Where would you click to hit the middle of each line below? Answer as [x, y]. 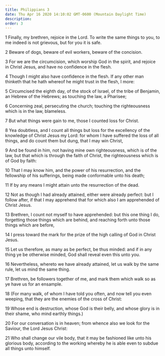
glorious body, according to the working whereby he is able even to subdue [82, 343]
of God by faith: [21, 161]
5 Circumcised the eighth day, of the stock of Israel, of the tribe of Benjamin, [82, 91]
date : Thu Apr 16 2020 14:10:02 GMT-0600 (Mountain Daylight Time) [76, 14]
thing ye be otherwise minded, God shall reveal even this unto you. [73, 255]
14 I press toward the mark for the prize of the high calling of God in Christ [81, 235]
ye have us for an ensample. [34, 284]
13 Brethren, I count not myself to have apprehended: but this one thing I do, [82, 215]
